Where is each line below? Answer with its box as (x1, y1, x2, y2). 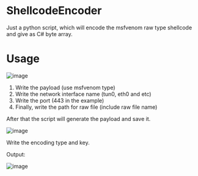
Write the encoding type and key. (6, 139, 90, 146)
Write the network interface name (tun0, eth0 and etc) (15, 90, 152, 98)
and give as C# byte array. (6, 30, 73, 37)
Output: (6, 150, 26, 158)
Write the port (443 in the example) (15, 97, 105, 104)
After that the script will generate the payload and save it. (6, 115, 151, 122)
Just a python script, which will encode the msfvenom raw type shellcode (6, 24, 193, 31)
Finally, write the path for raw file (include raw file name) (15, 103, 158, 111)
